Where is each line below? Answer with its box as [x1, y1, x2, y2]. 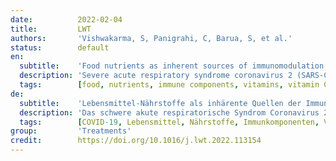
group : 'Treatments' [10, 126, 132, 136]
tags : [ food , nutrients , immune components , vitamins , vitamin [19, 80, 320, 90]
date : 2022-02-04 [10, 14, 123, 25]
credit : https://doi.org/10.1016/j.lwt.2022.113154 [10, 136, 262, 146]
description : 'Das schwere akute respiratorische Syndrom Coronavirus [19, 107, 320, 118]
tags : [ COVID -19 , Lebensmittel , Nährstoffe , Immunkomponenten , [19, 117, 320, 127]
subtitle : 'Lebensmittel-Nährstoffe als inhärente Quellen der [19, 98, 302, 108]
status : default [10, 42, 110, 53]
